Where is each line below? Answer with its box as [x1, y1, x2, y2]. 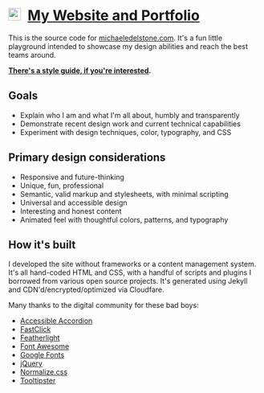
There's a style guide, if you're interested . [8, 65, 152, 75]
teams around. [8, 50, 56, 59]
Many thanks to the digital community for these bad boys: [8, 301, 199, 310]
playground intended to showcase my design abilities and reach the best [8, 41, 249, 51]
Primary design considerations [8, 151, 166, 165]
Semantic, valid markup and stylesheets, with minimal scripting [19, 189, 229, 199]
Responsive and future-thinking [19, 172, 124, 182]
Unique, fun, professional [19, 180, 104, 190]
